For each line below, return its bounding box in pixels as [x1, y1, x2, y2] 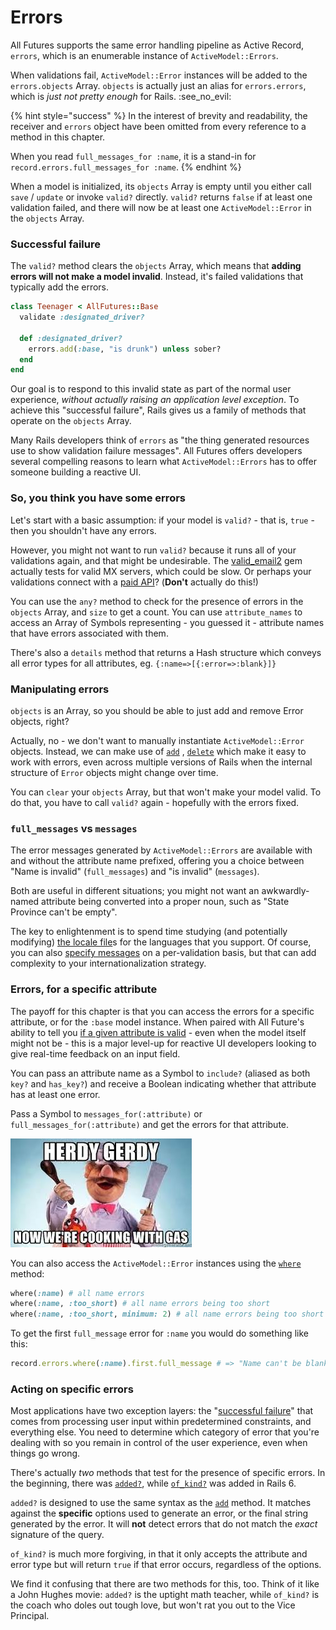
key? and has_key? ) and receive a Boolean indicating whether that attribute [10, 1077, 317, 1090]
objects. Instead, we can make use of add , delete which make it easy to [10, 745, 307, 757]
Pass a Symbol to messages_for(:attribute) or [10, 1107, 203, 1120]
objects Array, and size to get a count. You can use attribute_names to [10, 606, 303, 618]
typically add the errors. [10, 281, 110, 293]
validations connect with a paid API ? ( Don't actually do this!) [10, 576, 259, 588]
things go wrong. [10, 1447, 81, 1460]
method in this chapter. [10, 131, 106, 143]
